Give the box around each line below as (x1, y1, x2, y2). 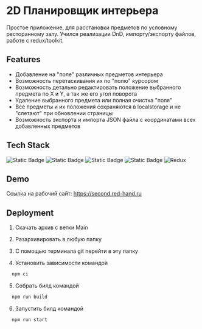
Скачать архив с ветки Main (15, 224, 88, 232)
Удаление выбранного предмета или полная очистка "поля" (15, 96, 173, 104)
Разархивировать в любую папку (15, 236, 102, 243)
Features (6, 54, 41, 65)
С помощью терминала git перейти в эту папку (15, 247, 139, 255)
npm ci (12, 271, 29, 277)
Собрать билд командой (15, 282, 79, 289)
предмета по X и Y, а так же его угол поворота (15, 90, 138, 97)
